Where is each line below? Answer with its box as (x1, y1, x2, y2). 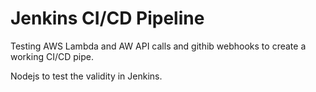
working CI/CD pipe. (10, 50, 94, 62)
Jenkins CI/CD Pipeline (10, 7, 205, 30)
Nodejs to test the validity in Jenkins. (10, 70, 163, 82)
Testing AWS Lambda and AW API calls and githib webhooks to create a (10, 40, 307, 52)
